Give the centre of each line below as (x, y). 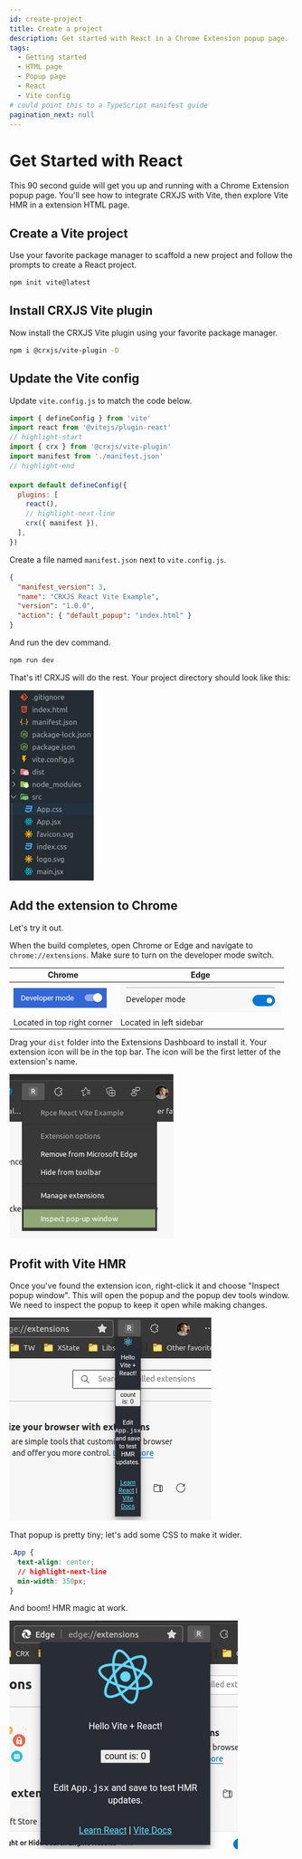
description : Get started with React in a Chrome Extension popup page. (149, 38)
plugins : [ (38, 495)
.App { (22, 1553)
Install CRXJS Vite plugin (81, 311)
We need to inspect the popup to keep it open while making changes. (139, 1305)
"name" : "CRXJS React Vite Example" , (89, 597)
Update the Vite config (75, 379)
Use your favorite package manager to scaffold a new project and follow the (151, 255)
